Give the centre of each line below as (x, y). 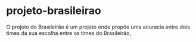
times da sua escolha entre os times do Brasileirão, (69, 33)
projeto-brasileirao (54, 11)
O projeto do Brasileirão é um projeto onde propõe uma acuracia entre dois (98, 27)
